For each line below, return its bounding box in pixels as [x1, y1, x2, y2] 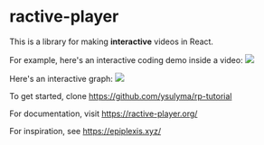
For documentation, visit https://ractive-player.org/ [9, 108, 198, 119]
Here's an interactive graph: [9, 73, 113, 84]
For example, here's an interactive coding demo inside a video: [9, 54, 243, 65]
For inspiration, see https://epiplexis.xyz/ [9, 125, 161, 136]
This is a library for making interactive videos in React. [9, 36, 214, 47]
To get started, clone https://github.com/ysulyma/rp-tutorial [9, 90, 232, 101]
